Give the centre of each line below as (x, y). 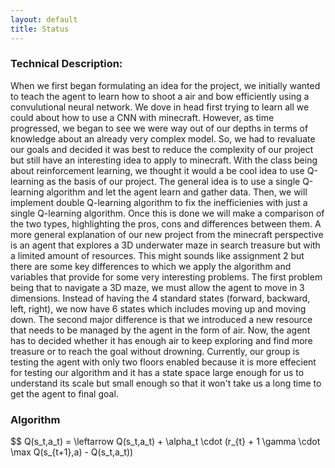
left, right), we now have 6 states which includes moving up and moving (158, 308)
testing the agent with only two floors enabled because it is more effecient (163, 362)
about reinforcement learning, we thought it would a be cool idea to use (157, 170)
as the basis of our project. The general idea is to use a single (173, 181)
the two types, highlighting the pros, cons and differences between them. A (166, 223)
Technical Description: (66, 64)
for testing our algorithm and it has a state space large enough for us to (157, 372)
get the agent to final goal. (64, 393)
